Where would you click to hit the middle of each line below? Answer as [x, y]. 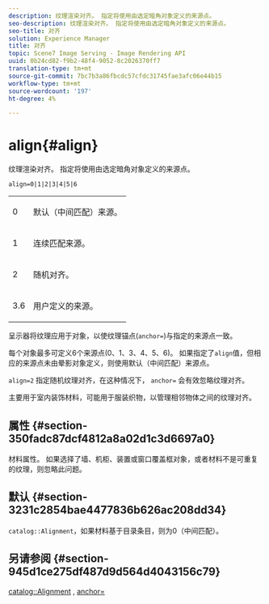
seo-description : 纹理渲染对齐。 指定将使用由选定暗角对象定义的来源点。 [119, 23]
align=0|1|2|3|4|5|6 [43, 184]
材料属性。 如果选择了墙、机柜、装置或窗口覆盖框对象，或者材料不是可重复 [133, 459]
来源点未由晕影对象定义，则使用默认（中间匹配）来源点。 [118, 363]
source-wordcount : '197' [50, 91]
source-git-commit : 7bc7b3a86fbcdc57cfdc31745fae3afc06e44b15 [115, 76]
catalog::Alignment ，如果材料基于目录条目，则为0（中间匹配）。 [116, 530]
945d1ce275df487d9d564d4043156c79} [114, 572]
